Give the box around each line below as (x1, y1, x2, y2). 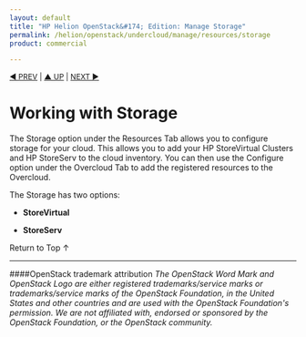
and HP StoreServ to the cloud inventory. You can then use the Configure (9, 152, 284, 164)
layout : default (9, 13, 71, 23)
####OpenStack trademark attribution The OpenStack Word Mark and (9, 269, 275, 280)
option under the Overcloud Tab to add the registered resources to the (9, 162, 273, 173)
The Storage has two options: (9, 189, 120, 200)
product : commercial (9, 38, 88, 48)
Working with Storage (9, 103, 178, 124)
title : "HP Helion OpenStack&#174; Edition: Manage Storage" (9, 22, 247, 31)
